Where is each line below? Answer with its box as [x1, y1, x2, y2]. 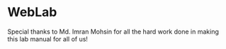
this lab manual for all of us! [7, 34, 89, 43]
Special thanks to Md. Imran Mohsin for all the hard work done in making [7, 27, 220, 36]
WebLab [7, 4, 57, 20]
